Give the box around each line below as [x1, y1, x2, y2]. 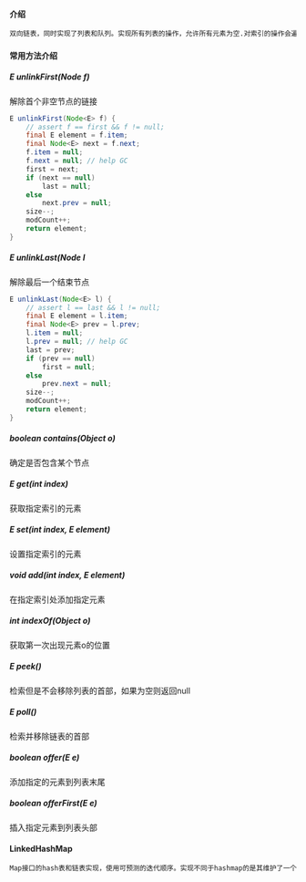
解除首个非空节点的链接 [9, 96, 97, 107]
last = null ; [42, 182, 92, 191]
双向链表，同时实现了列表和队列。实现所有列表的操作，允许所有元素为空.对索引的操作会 [9, 29, 291, 38]
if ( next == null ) [25, 173, 96, 182]
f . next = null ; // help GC [25, 156, 128, 166]
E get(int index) [9, 479, 69, 490]
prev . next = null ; [42, 379, 112, 389]
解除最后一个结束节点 [9, 276, 89, 287]
